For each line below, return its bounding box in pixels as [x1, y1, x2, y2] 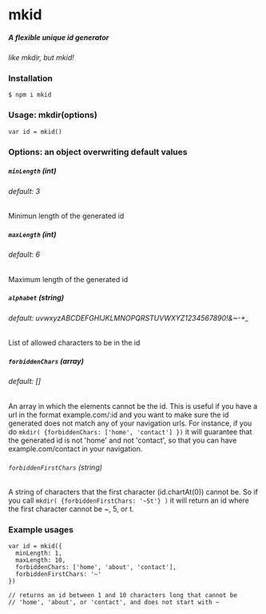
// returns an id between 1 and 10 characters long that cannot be [8, 592, 238, 600]
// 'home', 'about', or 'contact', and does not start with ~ [8, 599, 220, 607]
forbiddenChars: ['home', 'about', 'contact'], [15, 564, 177, 572]
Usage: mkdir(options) [8, 110, 97, 121]
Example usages [8, 524, 74, 535]
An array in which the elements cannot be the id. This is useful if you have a [8, 401, 258, 410]
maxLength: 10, [15, 556, 66, 564]
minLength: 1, [15, 549, 62, 558]
